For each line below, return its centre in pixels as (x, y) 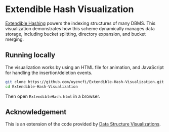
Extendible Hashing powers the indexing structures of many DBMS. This (80, 23)
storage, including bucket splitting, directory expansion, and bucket (75, 34)
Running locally (30, 55)
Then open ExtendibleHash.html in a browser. (53, 96)
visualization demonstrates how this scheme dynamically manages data (80, 28)
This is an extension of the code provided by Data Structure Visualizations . (83, 124)
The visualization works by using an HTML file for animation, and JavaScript (85, 67)
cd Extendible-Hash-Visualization (42, 87)
